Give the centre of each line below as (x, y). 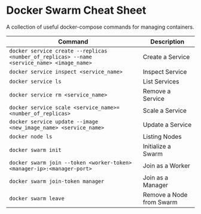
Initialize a (157, 146)
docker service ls (35, 81)
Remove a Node (165, 194)
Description (167, 41)
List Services (161, 81)
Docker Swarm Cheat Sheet (76, 10)
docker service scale (40, 107)
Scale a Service (165, 110)
